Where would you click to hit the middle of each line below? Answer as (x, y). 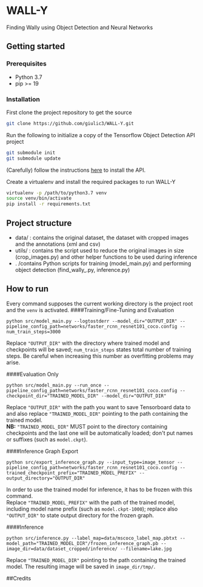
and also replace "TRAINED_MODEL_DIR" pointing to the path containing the (97, 413)
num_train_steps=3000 (34, 331)
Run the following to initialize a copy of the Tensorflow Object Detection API (101, 135)
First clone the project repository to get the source (69, 112)
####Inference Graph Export (42, 451)
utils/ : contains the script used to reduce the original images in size (99, 250)
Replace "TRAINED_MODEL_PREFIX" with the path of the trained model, (91, 502)
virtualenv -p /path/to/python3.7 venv (57, 193)
